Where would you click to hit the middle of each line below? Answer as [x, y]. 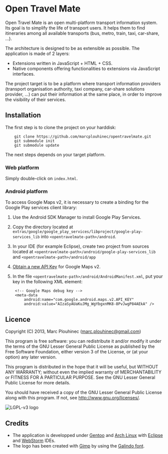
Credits [17, 423]
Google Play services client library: [41, 208]
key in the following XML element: [47, 282]
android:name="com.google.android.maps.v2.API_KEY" [79, 300]
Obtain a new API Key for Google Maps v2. [56, 267]
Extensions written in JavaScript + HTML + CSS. [62, 63]
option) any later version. [31, 357]
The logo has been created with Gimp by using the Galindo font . [78, 445]
